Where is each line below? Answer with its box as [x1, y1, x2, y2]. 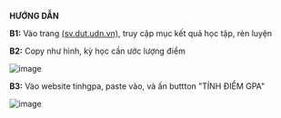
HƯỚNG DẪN [9, 11, 59, 21]
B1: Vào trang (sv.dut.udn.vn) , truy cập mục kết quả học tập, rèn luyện [9, 28, 273, 38]
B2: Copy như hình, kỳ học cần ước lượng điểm [9, 45, 186, 56]
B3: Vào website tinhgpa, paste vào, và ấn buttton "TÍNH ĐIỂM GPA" [9, 81, 266, 92]
